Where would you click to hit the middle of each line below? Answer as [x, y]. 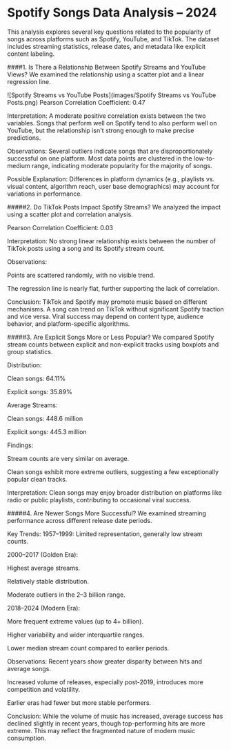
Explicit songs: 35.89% [40, 391]
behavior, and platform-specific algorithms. [69, 324]
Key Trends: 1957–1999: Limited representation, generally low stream [105, 534]
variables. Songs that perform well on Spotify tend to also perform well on [112, 123]
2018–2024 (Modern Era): [44, 608]
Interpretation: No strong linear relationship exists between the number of [111, 241]
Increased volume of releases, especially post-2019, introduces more [105, 682]
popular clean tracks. [37, 479]
